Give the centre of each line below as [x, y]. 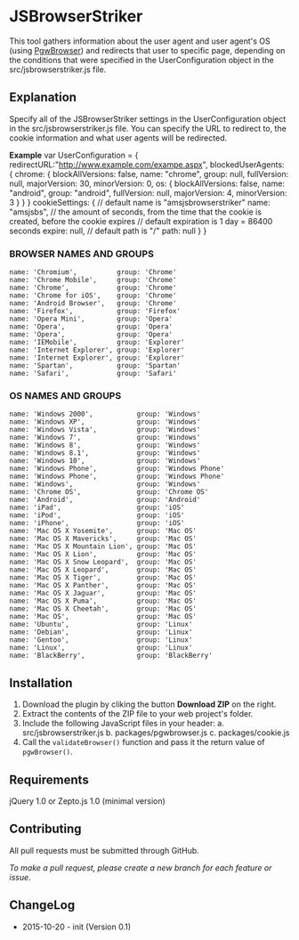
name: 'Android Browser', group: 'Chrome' [93, 304]
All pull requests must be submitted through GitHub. [105, 850]
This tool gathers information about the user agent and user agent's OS [140, 41]
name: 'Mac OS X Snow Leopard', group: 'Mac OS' [103, 563]
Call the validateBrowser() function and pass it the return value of [143, 742]
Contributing [45, 829]
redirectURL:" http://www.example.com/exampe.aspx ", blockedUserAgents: [147, 164]
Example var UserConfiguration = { [74, 155]
